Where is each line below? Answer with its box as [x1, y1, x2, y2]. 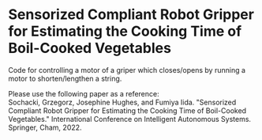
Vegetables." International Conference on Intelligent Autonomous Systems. [8, 114, 251, 123]
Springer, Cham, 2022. [8, 123, 82, 132]
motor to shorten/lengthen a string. [8, 74, 122, 83]
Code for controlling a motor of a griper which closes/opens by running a [8, 65, 246, 74]
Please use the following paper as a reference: [8, 89, 159, 98]
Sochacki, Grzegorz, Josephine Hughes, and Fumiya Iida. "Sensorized [8, 97, 237, 107]
